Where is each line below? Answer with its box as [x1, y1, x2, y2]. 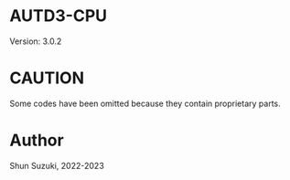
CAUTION [9, 68, 85, 89]
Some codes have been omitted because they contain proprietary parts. [9, 98, 281, 109]
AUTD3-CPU [9, 5, 108, 26]
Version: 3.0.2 [9, 36, 62, 47]
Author [9, 130, 64, 151]
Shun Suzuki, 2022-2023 [9, 160, 105, 171]
